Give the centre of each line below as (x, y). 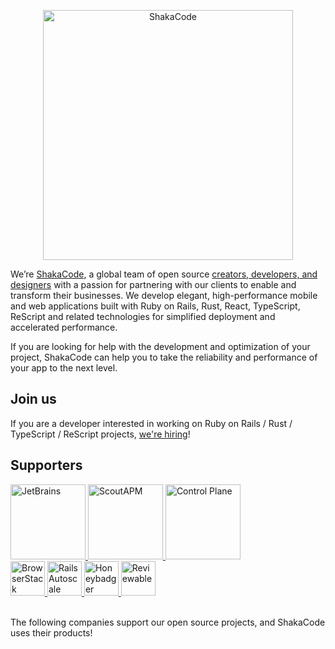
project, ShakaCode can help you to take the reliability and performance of (164, 357)
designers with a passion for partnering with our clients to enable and (153, 284)
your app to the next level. (64, 368)
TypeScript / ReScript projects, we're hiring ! (100, 434)
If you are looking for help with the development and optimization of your (160, 346)
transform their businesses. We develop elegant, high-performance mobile (164, 295)
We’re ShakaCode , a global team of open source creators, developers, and (164, 274)
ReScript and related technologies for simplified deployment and (143, 316)
